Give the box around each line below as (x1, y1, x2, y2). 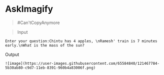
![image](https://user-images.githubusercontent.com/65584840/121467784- (5, 61, 160, 66)
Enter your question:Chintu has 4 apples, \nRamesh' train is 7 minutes (5, 38, 158, 44)
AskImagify (5, 3, 53, 15)
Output (5, 51, 19, 57)
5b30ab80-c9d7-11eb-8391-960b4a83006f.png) (5, 65, 96, 70)
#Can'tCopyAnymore (17, 20, 60, 25)
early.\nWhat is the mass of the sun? (5, 43, 85, 48)
